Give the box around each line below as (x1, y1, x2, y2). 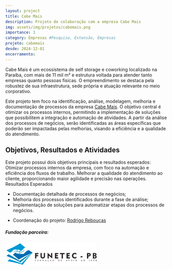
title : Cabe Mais (5, 13, 43, 19)
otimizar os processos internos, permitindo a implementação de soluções (5, 109, 161, 115)
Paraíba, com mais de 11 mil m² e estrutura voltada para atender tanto (5, 72, 152, 78)
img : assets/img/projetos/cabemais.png (5, 25, 91, 30)
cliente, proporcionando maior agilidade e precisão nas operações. (5, 176, 147, 182)
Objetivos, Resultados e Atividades (5, 146, 120, 155)
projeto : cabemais (5, 41, 45, 46)
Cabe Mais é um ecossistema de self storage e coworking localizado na (5, 66, 158, 72)
